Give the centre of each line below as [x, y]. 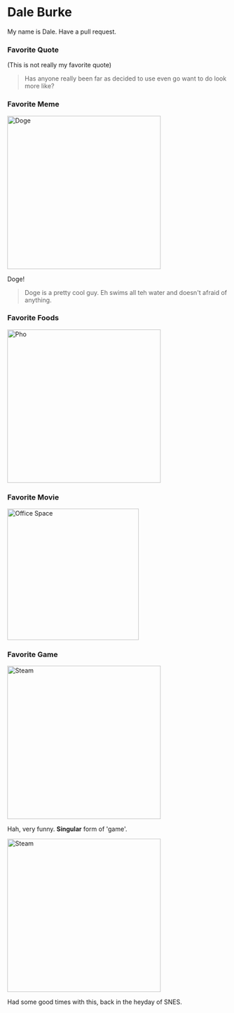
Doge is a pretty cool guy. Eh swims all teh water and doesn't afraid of [126, 292]
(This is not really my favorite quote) [60, 65]
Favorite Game [33, 654]
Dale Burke [40, 12]
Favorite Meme [33, 104]
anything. [38, 300]
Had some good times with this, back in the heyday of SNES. [95, 1002]
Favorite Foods [33, 318]
